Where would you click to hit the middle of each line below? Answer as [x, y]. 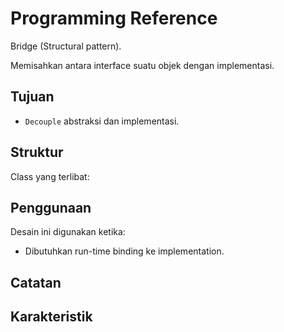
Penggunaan [51, 207]
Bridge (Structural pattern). [66, 46]
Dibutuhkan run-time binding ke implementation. [124, 251]
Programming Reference [114, 18]
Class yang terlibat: [50, 176]
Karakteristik [51, 317]
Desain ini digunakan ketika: [68, 232]
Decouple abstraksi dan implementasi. [102, 121]
